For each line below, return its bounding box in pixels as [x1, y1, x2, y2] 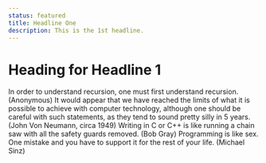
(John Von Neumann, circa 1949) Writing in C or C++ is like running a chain [8, 121, 255, 130]
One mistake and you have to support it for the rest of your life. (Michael [8, 138, 245, 147]
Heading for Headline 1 [8, 60, 162, 79]
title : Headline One [8, 19, 77, 27]
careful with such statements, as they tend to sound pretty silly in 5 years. [8, 112, 251, 122]
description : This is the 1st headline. [8, 26, 145, 34]
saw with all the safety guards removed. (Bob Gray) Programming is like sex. [8, 129, 259, 139]
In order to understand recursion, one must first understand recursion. [8, 87, 239, 96]
